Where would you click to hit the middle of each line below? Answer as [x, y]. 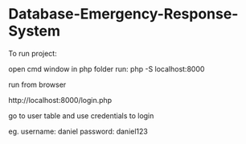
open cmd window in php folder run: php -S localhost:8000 [107, 68]
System [35, 31]
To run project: [33, 53]
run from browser [37, 84]
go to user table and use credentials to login [81, 115]
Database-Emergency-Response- [123, 14]
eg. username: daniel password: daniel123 [78, 131]
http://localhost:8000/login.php [60, 100]
